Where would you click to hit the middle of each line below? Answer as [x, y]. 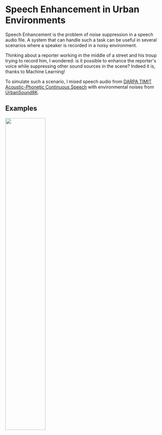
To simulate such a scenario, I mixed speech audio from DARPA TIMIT [78, 81]
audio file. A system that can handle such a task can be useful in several [81, 40]
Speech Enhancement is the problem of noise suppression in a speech [79, 34]
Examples [21, 108]
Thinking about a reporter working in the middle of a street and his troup [81, 55]
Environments [36, 20]
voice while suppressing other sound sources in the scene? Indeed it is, [80, 66]
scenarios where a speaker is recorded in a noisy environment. [71, 45]
